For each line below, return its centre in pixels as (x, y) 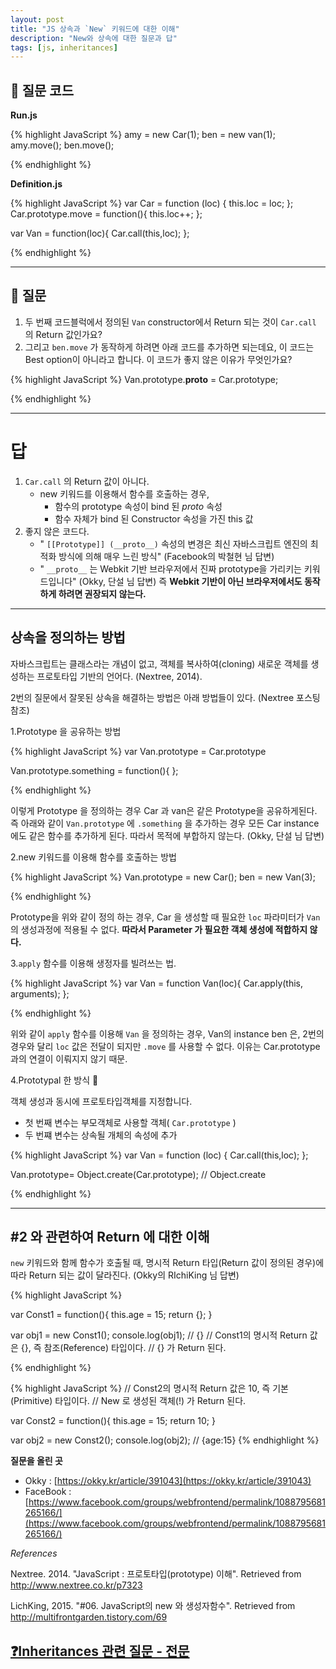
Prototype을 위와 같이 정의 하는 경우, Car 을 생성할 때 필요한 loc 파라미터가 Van (165, 917)
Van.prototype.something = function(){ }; (94, 770)
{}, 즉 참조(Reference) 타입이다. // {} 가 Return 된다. (123, 1348)
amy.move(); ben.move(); (62, 145)
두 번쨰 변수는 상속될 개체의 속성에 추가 (101, 1135)
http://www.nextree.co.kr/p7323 (76, 1585)
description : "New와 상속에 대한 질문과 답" (94, 38)
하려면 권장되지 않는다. (102, 593)
